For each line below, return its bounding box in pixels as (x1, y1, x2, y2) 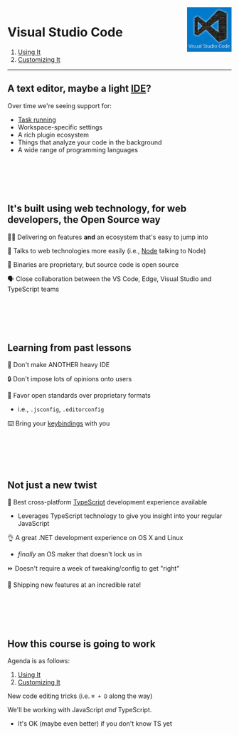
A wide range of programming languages (17, 145, 139, 154)
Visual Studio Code (7, 24, 123, 41)
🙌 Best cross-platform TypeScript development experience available (7, 498, 208, 507)
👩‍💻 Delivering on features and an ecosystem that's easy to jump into (7, 233, 208, 241)
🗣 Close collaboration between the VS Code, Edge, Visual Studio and (7, 274, 212, 283)
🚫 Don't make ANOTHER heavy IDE (7, 361, 110, 369)
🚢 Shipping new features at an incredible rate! (7, 581, 142, 589)
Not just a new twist (7, 479, 97, 491)
